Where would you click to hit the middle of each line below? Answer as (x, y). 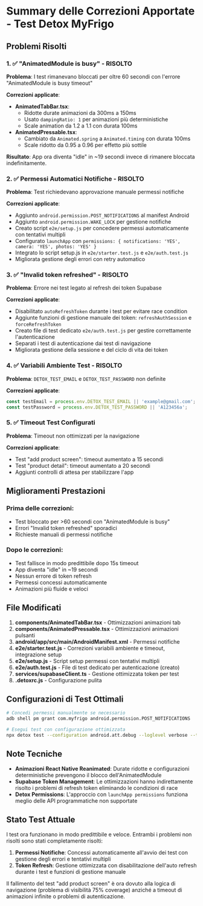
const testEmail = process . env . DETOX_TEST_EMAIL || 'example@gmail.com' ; (101, 401)
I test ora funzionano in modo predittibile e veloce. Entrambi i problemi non (99, 834)
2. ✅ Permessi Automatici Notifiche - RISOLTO (75, 178)
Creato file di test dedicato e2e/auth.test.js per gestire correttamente (103, 331)
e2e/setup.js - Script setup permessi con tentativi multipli (87, 661)
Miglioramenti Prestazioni (56, 491)
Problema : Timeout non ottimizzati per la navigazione (73, 436)
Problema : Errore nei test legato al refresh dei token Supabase (84, 288)
